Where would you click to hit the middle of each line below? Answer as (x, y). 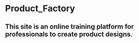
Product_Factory (40, 9)
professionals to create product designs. (69, 34)
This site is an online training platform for (69, 27)
